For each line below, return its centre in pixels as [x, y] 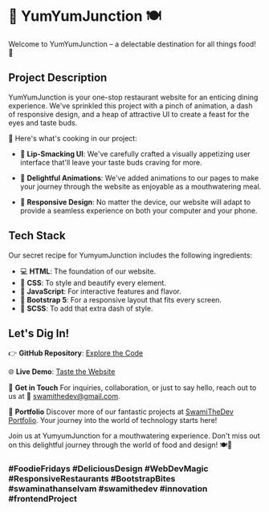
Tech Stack [37, 236]
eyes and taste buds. [43, 123]
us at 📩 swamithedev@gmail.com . [64, 396]
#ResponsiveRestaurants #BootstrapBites [92, 479]
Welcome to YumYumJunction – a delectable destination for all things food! [132, 44]
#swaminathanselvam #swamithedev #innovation [108, 489]
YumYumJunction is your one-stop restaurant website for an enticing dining [133, 97]
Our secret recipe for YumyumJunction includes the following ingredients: [130, 255]
